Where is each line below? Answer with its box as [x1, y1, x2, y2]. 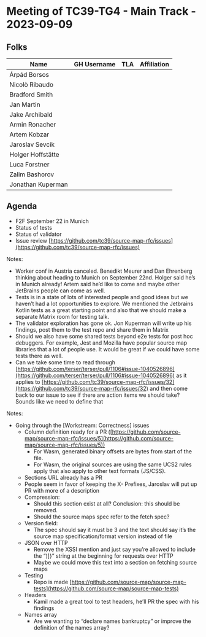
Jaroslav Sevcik [9, 140, 55, 149]
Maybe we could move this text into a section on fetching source [33, 558, 197, 566]
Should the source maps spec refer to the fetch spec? [33, 513, 170, 520]
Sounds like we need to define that [15, 397, 104, 405]
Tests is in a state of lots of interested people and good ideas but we [15, 293, 189, 300]
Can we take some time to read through [15, 358, 115, 366]
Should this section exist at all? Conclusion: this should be [33, 499, 180, 507]
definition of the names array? [33, 623, 110, 631]
